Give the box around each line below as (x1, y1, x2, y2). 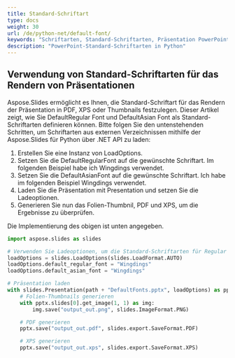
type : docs (7, 17, 39, 24)
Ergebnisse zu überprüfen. (17, 208, 94, 217)
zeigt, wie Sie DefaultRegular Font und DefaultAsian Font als (7, 113, 180, 121)
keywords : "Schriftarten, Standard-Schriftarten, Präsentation (7, 36, 196, 43)
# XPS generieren (20, 338, 71, 345)
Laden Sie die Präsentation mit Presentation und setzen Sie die (17, 186, 199, 194)
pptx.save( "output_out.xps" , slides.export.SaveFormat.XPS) (20, 344, 199, 352)
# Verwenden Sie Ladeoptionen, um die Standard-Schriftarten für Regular (7, 248, 227, 255)
